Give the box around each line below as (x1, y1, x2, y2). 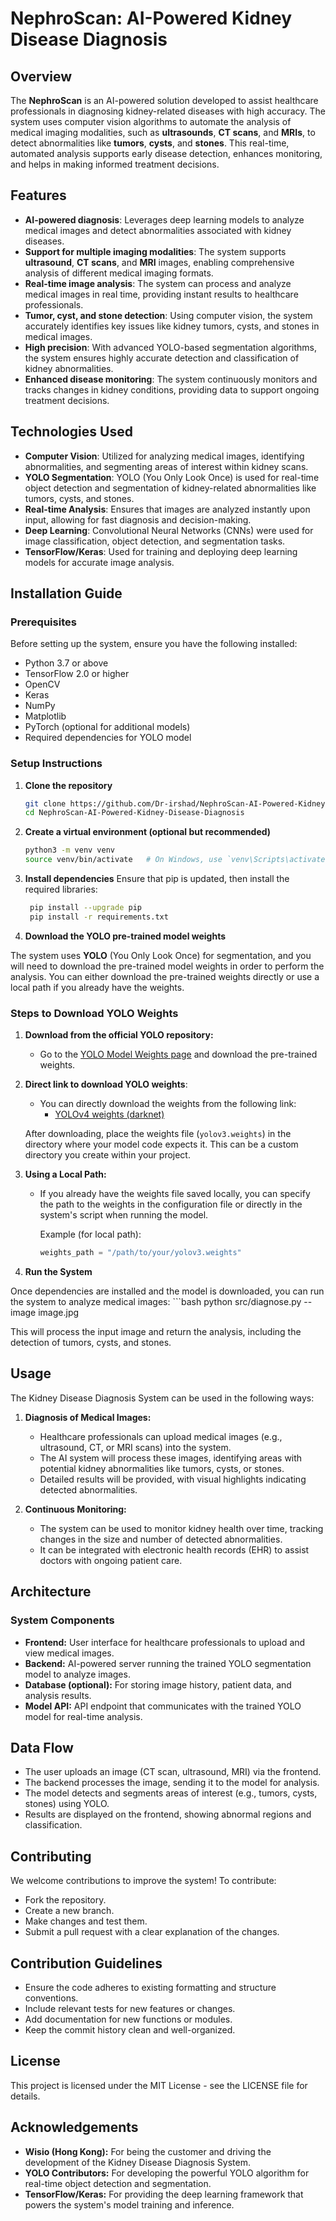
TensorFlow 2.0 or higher (24, 668, 130, 680)
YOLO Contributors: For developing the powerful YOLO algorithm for (24, 2167, 310, 2179)
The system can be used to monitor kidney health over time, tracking (39, 1522, 324, 1534)
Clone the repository (24, 779, 113, 791)
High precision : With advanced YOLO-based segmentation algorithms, (24, 341, 318, 353)
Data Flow (10, 1739, 74, 1756)
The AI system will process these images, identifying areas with (39, 1452, 303, 1464)
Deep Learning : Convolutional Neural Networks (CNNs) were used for (24, 524, 314, 536)
